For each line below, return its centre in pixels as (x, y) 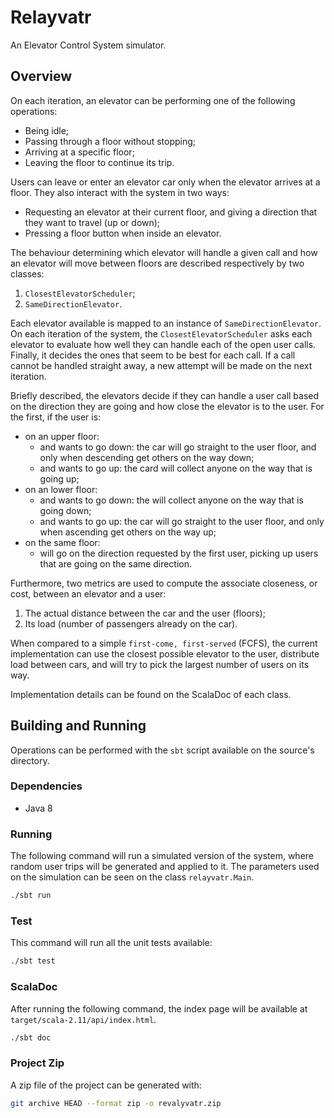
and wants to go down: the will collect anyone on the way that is (171, 500)
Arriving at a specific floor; (79, 152)
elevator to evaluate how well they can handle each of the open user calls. (163, 344)
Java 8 (38, 808)
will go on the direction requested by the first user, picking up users (179, 553)
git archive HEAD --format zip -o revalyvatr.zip (116, 1103)
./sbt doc (31, 1037)
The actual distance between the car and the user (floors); (145, 613)
